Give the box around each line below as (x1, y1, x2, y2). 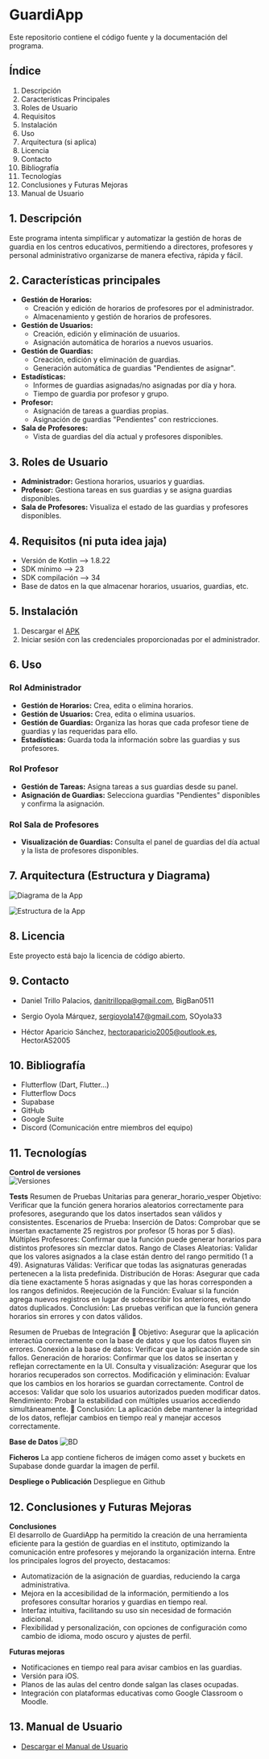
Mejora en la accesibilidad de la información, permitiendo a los (20, 1588, 229, 1598)
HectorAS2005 (20, 1035, 71, 1045)
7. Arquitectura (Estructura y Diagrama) (9, 869, 211, 883)
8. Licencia (9, 929, 65, 944)
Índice (9, 64, 41, 78)
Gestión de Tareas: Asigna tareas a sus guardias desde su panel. (20, 782, 238, 791)
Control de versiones (9, 1168, 81, 1177)
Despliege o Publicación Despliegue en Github (9, 1477, 166, 1487)
